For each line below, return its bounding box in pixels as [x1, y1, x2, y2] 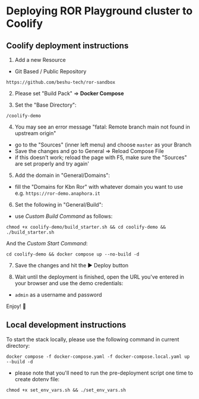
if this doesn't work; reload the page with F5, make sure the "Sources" [14, 154, 187, 161]
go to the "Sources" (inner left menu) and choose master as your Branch [14, 141, 192, 148]
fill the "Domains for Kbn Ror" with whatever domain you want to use [14, 183, 183, 190]
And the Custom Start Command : [6, 240, 88, 247]
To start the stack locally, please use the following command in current [6, 335, 179, 343]
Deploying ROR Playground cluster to [6, 4, 193, 18]
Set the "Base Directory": [14, 101, 77, 108]
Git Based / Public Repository [14, 68, 87, 75]
